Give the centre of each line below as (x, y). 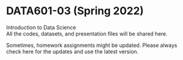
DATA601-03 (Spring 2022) (75, 11)
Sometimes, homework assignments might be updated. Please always (92, 45)
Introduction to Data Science (41, 27)
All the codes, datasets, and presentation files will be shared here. (87, 33)
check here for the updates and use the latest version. (72, 51)
